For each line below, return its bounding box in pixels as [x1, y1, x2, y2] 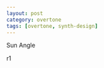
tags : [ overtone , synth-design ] [6, 22, 98, 29]
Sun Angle [6, 41, 35, 50]
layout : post [6, 10, 44, 17]
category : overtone [6, 16, 62, 23]
